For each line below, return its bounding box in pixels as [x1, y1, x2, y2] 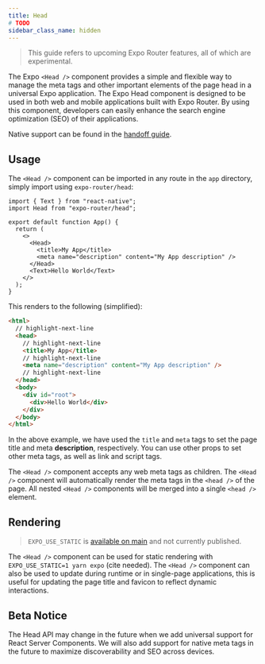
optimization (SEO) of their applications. [8, 114, 139, 124]
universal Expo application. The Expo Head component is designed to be [8, 89, 246, 98]
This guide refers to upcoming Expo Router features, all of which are [27, 48, 252, 58]
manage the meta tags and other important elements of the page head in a [8, 80, 252, 90]
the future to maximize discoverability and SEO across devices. [8, 647, 215, 656]
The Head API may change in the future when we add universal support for [8, 629, 254, 639]
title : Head [8, 11, 48, 20]
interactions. [8, 585, 49, 596]
